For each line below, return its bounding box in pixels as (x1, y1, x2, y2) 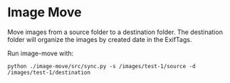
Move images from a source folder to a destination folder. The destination (7, 28, 223, 36)
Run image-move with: (7, 49, 74, 57)
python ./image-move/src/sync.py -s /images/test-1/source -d (7, 62, 196, 70)
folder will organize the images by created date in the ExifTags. (7, 35, 192, 43)
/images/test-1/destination (7, 69, 91, 76)
